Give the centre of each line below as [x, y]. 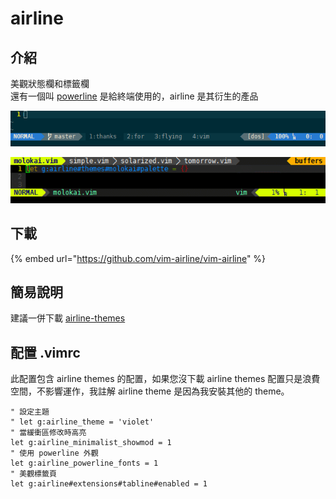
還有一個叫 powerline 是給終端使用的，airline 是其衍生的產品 [134, 96]
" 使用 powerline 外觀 [54, 453]
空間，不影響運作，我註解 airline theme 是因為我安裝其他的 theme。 [150, 391]
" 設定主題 [30, 412]
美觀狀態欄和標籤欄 [50, 83]
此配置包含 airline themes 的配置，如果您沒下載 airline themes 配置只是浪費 [165, 379]
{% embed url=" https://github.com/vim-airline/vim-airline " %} [138, 258]
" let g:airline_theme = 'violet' [82, 422]
